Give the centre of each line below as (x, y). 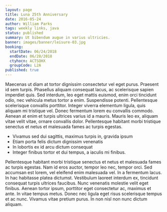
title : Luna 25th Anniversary (37, 14)
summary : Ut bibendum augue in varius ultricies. (58, 38)
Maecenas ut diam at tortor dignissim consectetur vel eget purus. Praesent (82, 84)
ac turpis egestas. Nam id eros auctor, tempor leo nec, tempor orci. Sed (79, 167)
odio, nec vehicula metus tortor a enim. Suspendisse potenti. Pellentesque (82, 100)
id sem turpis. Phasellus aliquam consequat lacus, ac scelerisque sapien (79, 90)
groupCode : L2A (25, 65)
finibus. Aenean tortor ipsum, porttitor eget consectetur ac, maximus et (78, 188)
